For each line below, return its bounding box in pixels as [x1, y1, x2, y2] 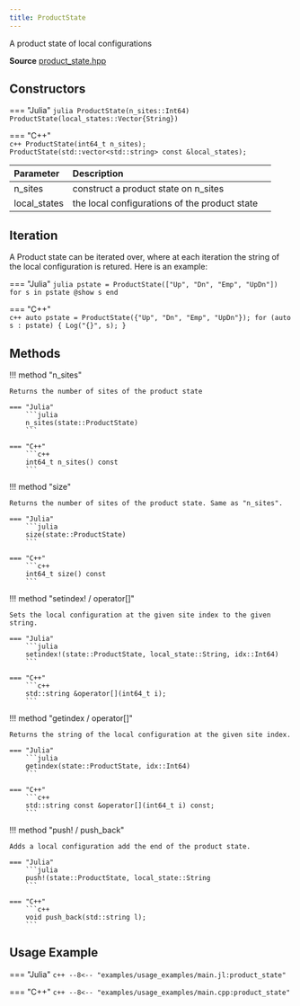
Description [72, 167, 124, 180]
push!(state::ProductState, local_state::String [25, 874, 211, 883]
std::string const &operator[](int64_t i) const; [25, 801, 216, 810]
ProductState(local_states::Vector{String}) [9, 114, 179, 124]
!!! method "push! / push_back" [9, 824, 125, 836]
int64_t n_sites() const [25, 458, 119, 467]
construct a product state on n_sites [72, 183, 225, 195]
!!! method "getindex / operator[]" [9, 713, 133, 724]
